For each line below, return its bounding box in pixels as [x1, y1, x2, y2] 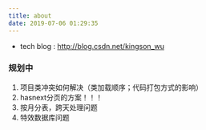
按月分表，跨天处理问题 [19, 102, 98, 112]
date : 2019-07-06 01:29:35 [8, 19, 99, 27]
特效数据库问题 [19, 112, 70, 122]
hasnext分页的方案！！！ [19, 92, 103, 102]
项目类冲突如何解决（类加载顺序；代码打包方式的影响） [19, 82, 203, 92]
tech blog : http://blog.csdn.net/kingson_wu [19, 41, 165, 51]
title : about [8, 11, 52, 20]
